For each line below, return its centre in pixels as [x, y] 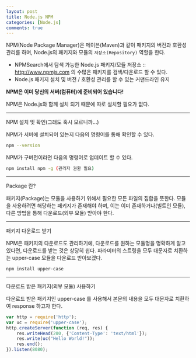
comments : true [24, 28]
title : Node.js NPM [30, 17]
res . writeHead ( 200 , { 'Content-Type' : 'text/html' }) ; [82, 333]
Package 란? [21, 186]
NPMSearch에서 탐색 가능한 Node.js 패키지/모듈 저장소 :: [80, 65]
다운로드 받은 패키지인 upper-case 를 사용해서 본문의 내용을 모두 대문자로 [90, 298]
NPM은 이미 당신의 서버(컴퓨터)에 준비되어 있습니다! [65, 92]
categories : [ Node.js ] [34, 22]
